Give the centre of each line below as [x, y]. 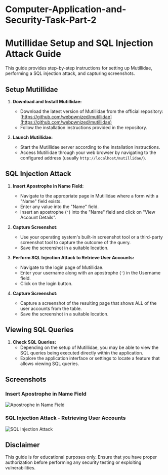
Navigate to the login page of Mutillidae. [62, 267]
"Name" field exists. [41, 201]
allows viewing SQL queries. [50, 364]
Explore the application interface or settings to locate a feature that [90, 358]
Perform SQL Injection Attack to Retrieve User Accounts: [73, 257]
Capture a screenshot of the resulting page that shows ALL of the [88, 303]
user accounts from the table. [51, 308]
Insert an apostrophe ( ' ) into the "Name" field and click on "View [88, 212]
